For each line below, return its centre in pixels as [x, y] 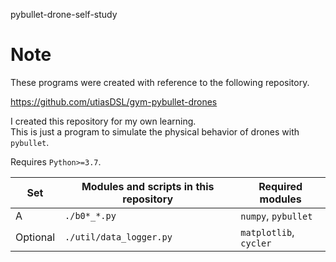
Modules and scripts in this [148, 186]
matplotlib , [267, 232]
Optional [35, 237]
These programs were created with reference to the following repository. [160, 82]
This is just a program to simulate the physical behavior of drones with [155, 131]
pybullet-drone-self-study [64, 14]
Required [280, 186]
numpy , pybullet [276, 216]
